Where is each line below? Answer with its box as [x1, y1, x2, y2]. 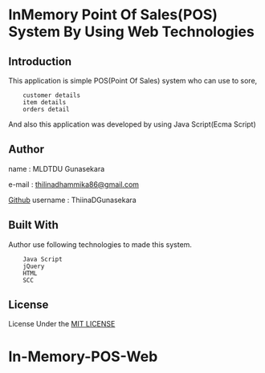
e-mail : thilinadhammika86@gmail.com [8, 179, 139, 189]
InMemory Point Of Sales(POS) [8, 6, 218, 24]
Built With [8, 218, 59, 232]
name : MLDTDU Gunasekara [8, 164, 105, 173]
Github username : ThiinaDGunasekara [8, 195, 137, 205]
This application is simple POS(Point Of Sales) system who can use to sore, [8, 76, 258, 85]
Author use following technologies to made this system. [8, 239, 193, 249]
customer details [22, 91, 81, 99]
